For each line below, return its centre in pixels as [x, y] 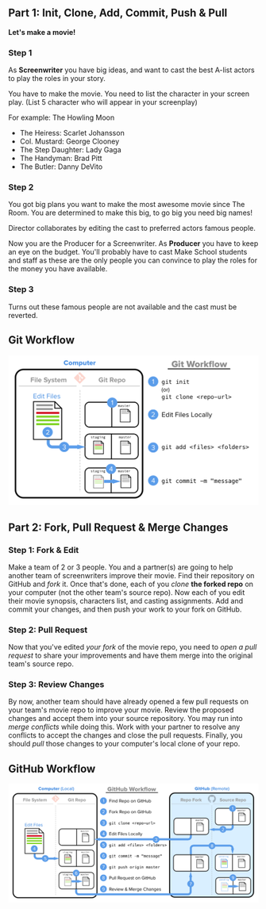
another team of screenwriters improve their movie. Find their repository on [131, 575]
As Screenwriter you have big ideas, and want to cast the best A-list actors [132, 70]
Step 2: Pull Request [48, 630]
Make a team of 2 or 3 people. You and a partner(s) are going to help [121, 567]
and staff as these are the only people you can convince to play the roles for [133, 260]
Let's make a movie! [42, 32]
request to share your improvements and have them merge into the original [131, 656]
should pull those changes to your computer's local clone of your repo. [124, 744]
